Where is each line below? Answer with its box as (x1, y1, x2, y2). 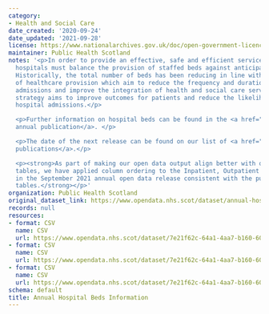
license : (8, 42, 38, 50)
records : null (8, 204, 56, 212)
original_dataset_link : (8, 197, 88, 205)
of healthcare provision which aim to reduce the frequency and (15, 78, 235, 87)
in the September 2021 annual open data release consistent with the (15, 174, 252, 183)
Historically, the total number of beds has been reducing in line (15, 71, 246, 79)
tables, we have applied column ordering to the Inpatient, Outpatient (15, 167, 260, 175)
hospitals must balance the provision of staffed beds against (15, 64, 231, 72)
